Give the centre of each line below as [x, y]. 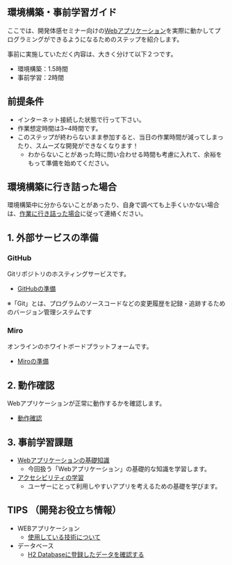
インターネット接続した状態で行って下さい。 [81, 120]
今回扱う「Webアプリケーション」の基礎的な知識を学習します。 [119, 469]
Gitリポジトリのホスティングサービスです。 [69, 274]
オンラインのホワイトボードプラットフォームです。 [80, 347]
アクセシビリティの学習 [51, 477]
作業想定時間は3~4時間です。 [59, 128]
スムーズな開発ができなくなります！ [87, 145]
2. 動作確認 [31, 385]
